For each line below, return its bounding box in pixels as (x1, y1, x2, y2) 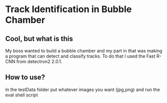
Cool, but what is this (5, 34, 73, 43)
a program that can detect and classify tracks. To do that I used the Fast (5, 53, 155, 59)
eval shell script (5, 92, 38, 98)
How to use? (5, 73, 46, 82)
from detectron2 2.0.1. (16, 59, 62, 64)
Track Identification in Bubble (5, 4, 132, 15)
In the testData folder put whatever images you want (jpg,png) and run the (5, 86, 160, 92)
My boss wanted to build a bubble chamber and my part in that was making (5, 48, 163, 54)
